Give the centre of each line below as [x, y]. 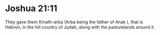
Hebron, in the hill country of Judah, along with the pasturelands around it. [80, 27]
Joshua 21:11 [31, 9]
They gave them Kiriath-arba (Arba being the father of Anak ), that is [74, 22]
